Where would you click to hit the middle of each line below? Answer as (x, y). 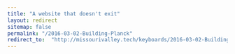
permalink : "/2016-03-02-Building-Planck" (70, 33)
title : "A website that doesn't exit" (64, 14)
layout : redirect (33, 20)
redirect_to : (26, 40)
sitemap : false (29, 27)
